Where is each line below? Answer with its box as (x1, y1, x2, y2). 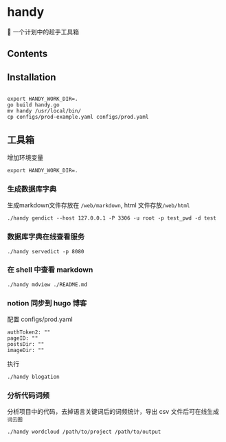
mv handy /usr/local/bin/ (7, 108, 81, 115)
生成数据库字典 (7, 184, 57, 194)
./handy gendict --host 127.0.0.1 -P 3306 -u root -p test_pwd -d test (7, 215, 216, 222)
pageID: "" (7, 335, 38, 342)
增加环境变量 (7, 153, 43, 161)
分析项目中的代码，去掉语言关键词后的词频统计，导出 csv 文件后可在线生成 (7, 408, 220, 416)
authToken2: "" (7, 329, 51, 336)
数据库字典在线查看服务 (7, 232, 84, 242)
